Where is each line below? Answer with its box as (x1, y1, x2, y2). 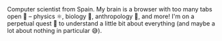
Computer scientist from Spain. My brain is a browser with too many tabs (7, 5, 213, 13)
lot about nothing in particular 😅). (7, 27, 102, 34)
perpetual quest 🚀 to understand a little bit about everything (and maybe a (7, 19, 215, 28)
